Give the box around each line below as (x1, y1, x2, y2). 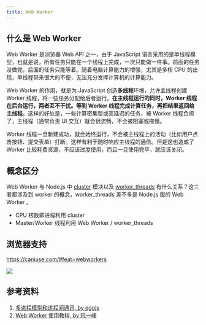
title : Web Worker (6, 9, 53, 15)
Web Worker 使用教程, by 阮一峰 (15, 311, 97, 319)
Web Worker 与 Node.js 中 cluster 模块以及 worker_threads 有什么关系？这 (6, 183, 194, 190)
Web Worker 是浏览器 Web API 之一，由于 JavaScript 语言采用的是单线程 (6, 50, 191, 58)
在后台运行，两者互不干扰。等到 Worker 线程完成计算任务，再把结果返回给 (6, 102, 195, 109)
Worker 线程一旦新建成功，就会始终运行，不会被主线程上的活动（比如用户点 (6, 130, 198, 138)
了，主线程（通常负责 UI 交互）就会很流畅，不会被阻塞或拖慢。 (6, 117, 166, 125)
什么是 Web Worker (6, 33, 82, 44)
